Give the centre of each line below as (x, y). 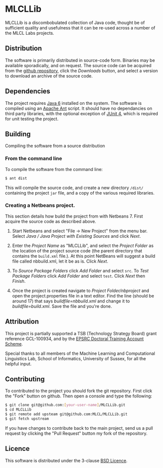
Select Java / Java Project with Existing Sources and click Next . (76, 236)
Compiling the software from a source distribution (55, 146)
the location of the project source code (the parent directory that (77, 250)
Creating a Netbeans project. (40, 205)
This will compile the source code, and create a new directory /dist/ (74, 188)
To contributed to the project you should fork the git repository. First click (79, 391)
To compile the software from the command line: (54, 169)
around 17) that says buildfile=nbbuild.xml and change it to (71, 301)
